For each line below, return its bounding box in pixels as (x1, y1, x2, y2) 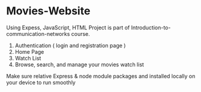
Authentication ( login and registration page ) (14, 42, 126, 49)
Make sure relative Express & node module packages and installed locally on (6, 72, 196, 79)
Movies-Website (6, 4, 91, 18)
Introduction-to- (131, 24, 171, 31)
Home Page (14, 48, 44, 55)
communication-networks (6, 30, 70, 37)
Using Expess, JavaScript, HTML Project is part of (6, 24, 130, 31)
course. (71, 30, 90, 37)
